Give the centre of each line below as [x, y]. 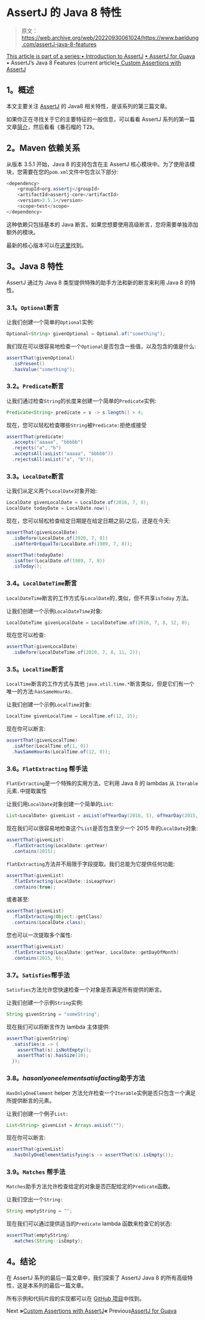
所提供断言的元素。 [31, 1101]
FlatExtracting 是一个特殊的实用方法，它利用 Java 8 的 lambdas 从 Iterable [102, 783]
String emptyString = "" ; [39, 1211]
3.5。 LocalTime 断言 [35, 670]
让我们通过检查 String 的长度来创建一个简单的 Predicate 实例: [81, 401]
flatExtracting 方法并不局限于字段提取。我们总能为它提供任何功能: [91, 864]
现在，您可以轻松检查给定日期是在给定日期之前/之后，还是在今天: [89, 521]
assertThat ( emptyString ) [38, 1235]
